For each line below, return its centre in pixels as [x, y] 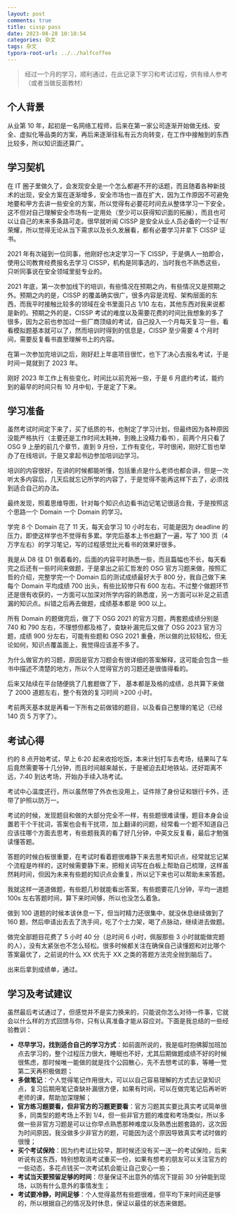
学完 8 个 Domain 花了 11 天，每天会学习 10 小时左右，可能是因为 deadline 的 [118, 527]
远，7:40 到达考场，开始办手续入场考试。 [67, 776]
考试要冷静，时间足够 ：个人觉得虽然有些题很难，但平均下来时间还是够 [119, 1194]
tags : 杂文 [22, 47]
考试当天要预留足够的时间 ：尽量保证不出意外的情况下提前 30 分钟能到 [118, 1177]
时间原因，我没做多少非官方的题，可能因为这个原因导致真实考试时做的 [125, 1132]
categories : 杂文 [32, 40]
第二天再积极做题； [45, 1071]
